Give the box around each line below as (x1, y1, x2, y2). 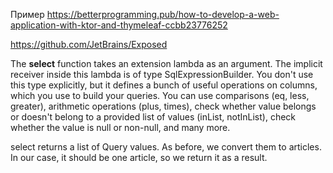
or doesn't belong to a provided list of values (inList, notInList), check (10, 111, 297, 123)
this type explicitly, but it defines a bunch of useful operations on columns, (10, 79, 318, 91)
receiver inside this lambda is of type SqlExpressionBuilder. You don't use (10, 69, 314, 80)
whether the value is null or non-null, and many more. (10, 122, 231, 133)
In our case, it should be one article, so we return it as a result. (10, 152, 268, 163)
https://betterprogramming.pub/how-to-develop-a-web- (46, 9, 280, 20)
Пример (10, 9, 45, 20)
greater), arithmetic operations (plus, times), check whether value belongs (10, 100, 317, 112)
